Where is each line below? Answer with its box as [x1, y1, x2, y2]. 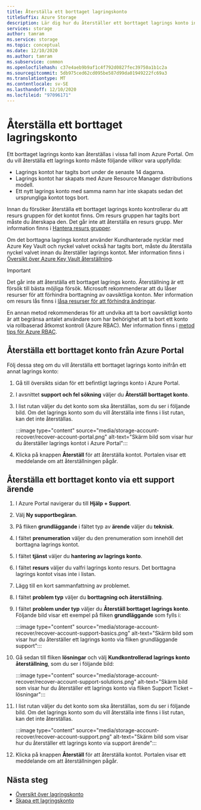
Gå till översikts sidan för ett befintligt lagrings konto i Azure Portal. [15, 379, 180, 386]
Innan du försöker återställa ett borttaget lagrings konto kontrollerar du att [7, 205, 188, 212]
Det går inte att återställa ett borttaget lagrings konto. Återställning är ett [7, 278, 184, 285]
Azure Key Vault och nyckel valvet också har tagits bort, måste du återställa [7, 242, 193, 249]
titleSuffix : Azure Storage [7, 14, 77, 20]
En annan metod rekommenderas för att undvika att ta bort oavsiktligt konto [7, 309, 193, 316]
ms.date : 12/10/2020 [7, 48, 58, 54]
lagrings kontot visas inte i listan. [15, 571, 96, 578]
